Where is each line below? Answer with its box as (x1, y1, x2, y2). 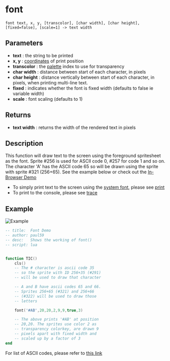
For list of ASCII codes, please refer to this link (5, 350, 103, 356)
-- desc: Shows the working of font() (5, 237, 93, 242)
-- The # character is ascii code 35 (14, 265, 95, 270)
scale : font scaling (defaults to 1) (12, 96, 83, 102)
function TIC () (5, 256, 38, 261)
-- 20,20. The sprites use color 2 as (14, 322, 97, 327)
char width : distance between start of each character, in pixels (12, 69, 146, 75)
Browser (5, 174, 23, 180)
